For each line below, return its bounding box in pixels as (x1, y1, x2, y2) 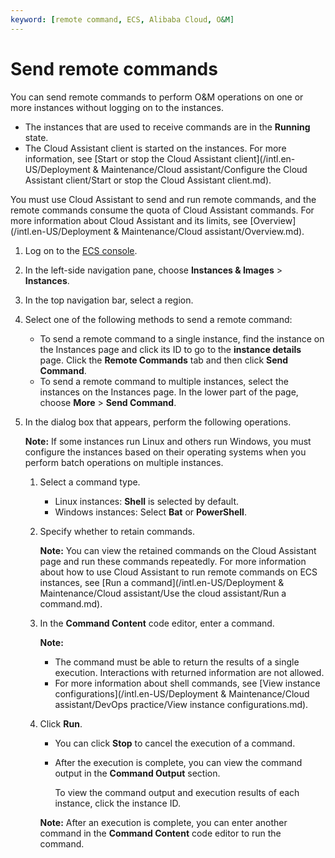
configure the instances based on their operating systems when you (24, 446, 307, 458)
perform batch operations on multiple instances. (24, 456, 224, 468)
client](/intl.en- (233, 152, 296, 165)
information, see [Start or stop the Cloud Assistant (24, 152, 232, 165)
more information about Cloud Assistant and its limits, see (10, 214, 248, 226)
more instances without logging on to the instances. (10, 101, 224, 113)
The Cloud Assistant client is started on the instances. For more (24, 142, 287, 154)
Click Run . (39, 717, 83, 730)
